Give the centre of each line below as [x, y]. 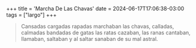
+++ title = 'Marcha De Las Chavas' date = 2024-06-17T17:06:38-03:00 [95, 9]
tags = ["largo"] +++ [32, 15]
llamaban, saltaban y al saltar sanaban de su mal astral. [89, 39]
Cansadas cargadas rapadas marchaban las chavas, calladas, [97, 26]
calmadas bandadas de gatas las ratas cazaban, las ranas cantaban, [106, 33]
